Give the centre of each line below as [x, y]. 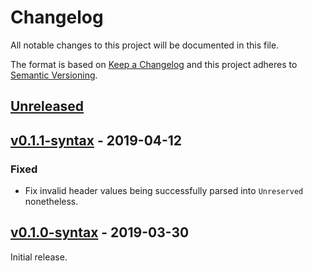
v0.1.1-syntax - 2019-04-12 [96, 140]
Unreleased [47, 106]
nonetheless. [51, 202]
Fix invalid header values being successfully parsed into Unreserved [164, 191]
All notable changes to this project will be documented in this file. [145, 45]
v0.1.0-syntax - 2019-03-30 [100, 232]
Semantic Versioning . [54, 75]
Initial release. [39, 257]
